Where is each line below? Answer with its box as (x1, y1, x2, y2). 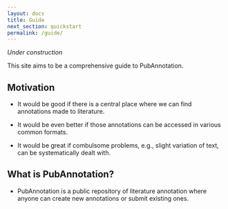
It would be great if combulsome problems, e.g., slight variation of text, (17, 141, 219, 150)
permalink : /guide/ (7, 29, 64, 37)
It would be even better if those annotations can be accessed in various (17, 121, 221, 129)
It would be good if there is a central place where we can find (17, 100, 192, 108)
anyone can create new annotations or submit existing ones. (17, 194, 189, 202)
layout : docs (7, 10, 45, 17)
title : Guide (7, 17, 45, 23)
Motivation (7, 81, 55, 93)
